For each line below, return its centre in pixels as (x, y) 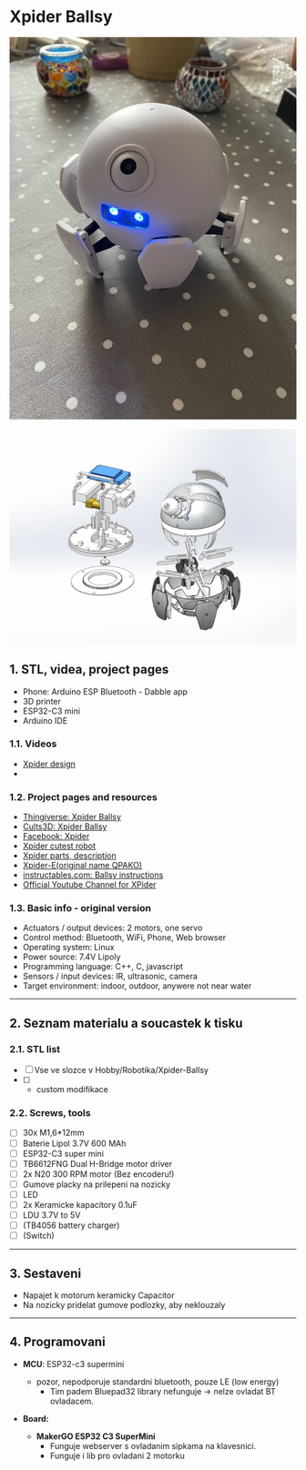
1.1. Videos (33, 744)
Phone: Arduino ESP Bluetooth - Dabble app (105, 691)
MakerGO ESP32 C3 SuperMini (96, 1436)
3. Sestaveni (46, 1273)
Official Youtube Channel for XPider (89, 885)
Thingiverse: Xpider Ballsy (71, 817)
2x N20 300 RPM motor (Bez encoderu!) (98, 1174)
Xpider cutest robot (59, 846)
